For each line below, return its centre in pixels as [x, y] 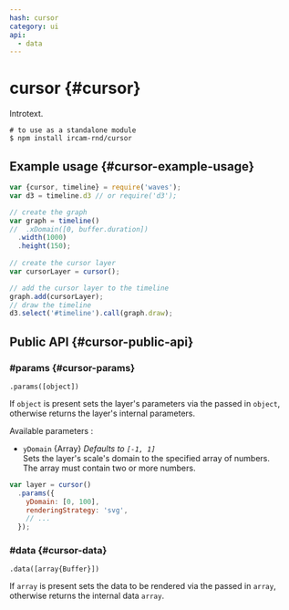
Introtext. [26, 114]
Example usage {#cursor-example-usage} [132, 166]
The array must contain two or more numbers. [109, 468]
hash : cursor [34, 18]
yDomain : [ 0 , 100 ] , [63, 501]
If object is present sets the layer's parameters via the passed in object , [145, 403]
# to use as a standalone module [73, 130]
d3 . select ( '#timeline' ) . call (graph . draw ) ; [91, 314]
